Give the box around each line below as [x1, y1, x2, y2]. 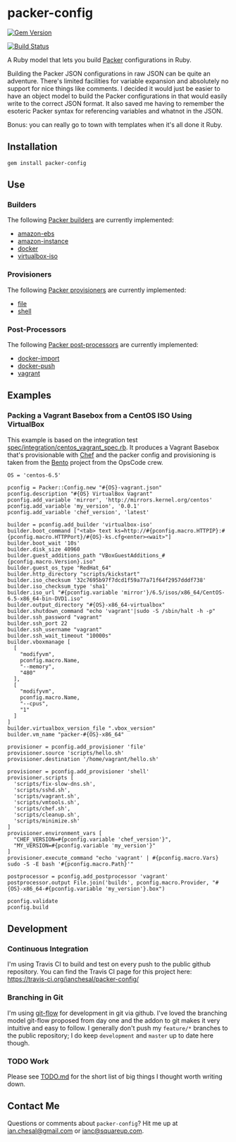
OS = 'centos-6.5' [7, 471, 61, 479]
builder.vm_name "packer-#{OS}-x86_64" [7, 731, 125, 738]
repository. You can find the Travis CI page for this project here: [7, 968, 192, 976]
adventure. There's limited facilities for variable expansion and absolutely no [7, 76, 229, 85]
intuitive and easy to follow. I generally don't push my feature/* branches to [7, 1023, 228, 1032]
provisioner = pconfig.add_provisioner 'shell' [7, 767, 150, 775]
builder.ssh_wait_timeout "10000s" [7, 632, 112, 639]
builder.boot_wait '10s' [7, 540, 80, 547]
